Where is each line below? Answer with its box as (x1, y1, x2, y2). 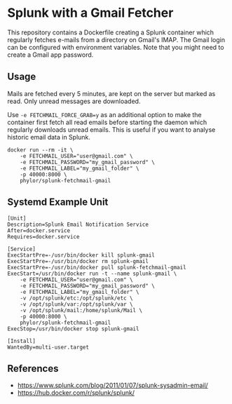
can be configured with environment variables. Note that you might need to (7, 43, 224, 51)
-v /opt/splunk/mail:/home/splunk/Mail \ (20, 307, 142, 314)
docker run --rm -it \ (7, 146, 74, 154)
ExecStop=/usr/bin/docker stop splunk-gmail (7, 325, 139, 332)
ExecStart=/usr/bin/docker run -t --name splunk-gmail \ (7, 270, 177, 277)
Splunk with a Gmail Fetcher (7, 5, 174, 21)
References (7, 363, 59, 375)
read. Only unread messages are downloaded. (7, 97, 141, 105)
